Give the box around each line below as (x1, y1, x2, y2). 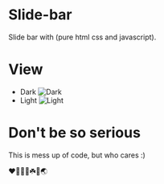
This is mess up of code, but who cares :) (8, 150, 146, 160)
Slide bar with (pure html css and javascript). (8, 32, 157, 42)
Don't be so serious (8, 124, 141, 142)
